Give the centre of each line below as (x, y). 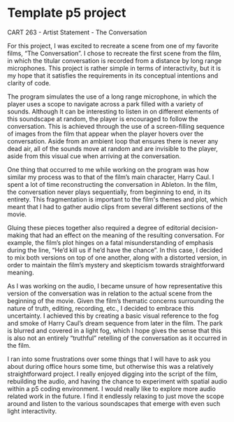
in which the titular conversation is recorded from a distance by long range (115, 60)
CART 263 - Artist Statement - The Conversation (77, 32)
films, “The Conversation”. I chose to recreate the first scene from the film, (114, 53)
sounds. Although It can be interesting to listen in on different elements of (113, 111)
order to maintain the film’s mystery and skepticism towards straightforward (116, 265)
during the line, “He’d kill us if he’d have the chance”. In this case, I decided (115, 250)
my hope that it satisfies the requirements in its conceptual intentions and (113, 76)
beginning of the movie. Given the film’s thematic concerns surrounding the (116, 301)
